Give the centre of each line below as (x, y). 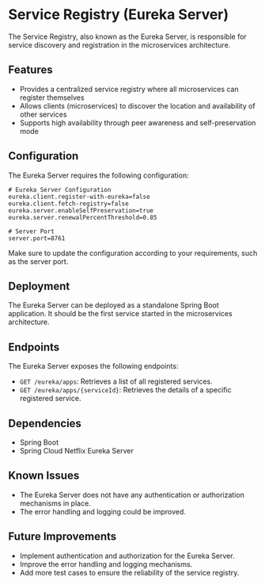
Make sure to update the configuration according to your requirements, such (133, 253)
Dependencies (45, 423)
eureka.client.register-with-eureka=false (79, 197)
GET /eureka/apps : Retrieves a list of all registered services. (116, 381)
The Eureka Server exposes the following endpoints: (93, 366)
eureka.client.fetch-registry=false (68, 204)
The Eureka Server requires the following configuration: (98, 175)
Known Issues (44, 476)
